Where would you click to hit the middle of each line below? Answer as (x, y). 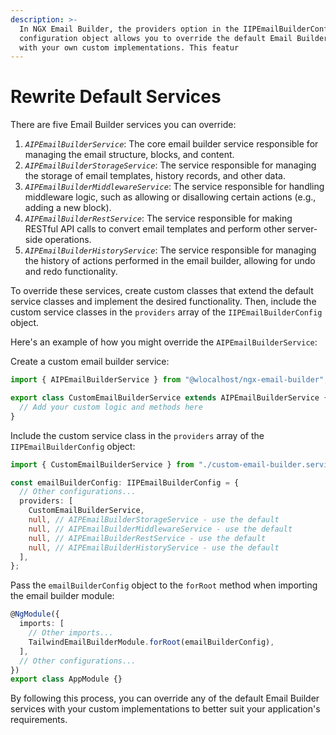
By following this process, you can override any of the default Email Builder (165, 698)
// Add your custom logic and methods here (111, 407)
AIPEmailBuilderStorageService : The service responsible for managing (170, 165)
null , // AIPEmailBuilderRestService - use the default (147, 538)
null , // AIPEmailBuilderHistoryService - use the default (154, 547)
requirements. (39, 720)
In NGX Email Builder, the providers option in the (129, 29)
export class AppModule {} (66, 679)
